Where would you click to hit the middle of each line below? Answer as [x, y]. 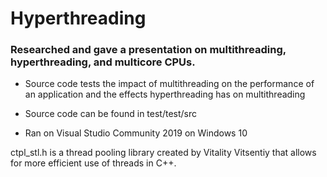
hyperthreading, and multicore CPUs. [103, 62]
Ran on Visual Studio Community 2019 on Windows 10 [136, 133]
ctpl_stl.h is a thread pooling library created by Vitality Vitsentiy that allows [163, 153]
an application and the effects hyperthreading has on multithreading [165, 94]
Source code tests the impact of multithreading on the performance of [169, 84]
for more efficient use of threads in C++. [93, 163]
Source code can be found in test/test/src [111, 114]
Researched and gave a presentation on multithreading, [148, 50]
